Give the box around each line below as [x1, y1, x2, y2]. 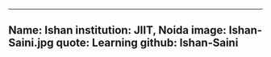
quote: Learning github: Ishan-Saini [56, 36, 239, 50]
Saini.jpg [8, 36, 54, 50]
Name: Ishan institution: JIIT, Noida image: [8, 23, 227, 37]
